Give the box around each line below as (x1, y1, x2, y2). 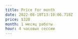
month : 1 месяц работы (5, 21, 53, 27)
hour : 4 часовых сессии (5, 26, 55, 31)
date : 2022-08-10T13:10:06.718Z (5, 12, 73, 17)
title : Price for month (5, 7, 55, 13)
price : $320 (5, 17, 30, 22)
